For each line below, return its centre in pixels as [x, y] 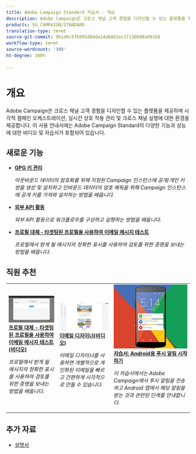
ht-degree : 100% [26, 56]
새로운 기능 [25, 152]
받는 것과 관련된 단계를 [139, 395]
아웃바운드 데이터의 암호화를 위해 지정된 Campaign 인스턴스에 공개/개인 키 [99, 180]
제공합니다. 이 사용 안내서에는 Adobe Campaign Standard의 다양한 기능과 [91, 125]
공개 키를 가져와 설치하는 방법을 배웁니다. [68, 195]
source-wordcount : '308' [36, 50]
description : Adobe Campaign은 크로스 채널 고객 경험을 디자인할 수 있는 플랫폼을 [96, 18]
